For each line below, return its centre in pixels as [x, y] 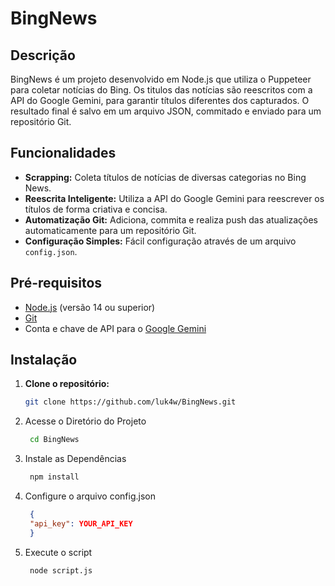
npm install [54, 477]
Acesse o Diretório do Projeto [85, 421]
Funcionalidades [63, 153]
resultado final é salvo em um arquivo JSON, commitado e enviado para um [166, 111]
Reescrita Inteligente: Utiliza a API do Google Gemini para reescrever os [174, 198]
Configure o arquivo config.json [90, 496]
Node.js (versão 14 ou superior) [90, 307]
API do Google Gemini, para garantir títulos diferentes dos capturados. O [160, 100]
